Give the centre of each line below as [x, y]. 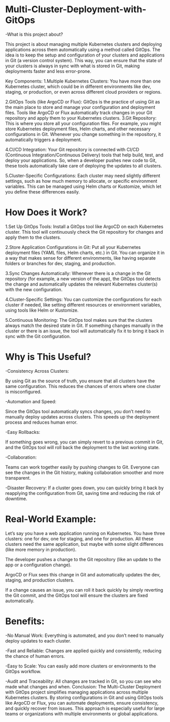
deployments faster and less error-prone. [48, 71]
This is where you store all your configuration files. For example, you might [83, 123]
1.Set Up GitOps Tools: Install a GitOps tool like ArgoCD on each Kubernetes [84, 226]
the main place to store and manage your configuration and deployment [80, 107]
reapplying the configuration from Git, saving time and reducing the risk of [83, 493]
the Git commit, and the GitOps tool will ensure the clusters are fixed [77, 595]
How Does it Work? [46, 213]
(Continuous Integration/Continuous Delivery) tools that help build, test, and [84, 155]
